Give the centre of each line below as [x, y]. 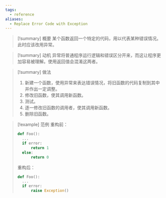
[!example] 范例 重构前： [42, 125]
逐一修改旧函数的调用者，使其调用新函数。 [68, 108]
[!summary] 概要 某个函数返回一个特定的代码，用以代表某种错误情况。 [89, 38]
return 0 [40, 157]
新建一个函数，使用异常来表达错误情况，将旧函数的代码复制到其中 [92, 83]
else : [28, 153]
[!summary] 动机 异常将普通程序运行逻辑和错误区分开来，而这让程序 [87, 55]
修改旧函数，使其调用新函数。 [55, 95]
